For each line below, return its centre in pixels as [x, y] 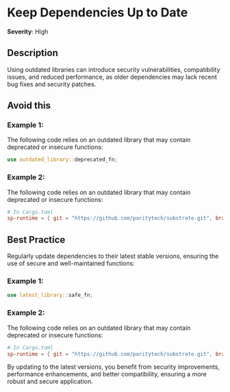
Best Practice [36, 240]
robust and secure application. [50, 382]
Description [33, 53]
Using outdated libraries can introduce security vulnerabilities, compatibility [114, 69]
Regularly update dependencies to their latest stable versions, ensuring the [113, 256]
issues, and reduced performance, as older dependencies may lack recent [112, 77]
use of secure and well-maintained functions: [71, 263]
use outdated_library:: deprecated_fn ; [62, 160]
